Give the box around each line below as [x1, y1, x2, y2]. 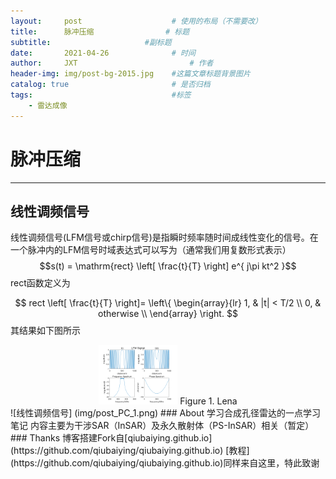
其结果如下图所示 [10, 325, 81, 337]
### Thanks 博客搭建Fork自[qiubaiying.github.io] [10, 431, 213, 444]
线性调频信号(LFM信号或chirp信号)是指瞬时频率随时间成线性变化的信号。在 [10, 231, 319, 244]
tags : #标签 [10, 90, 192, 100]
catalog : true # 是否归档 [10, 80, 211, 90]
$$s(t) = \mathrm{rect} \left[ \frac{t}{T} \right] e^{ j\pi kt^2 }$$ [39, 260, 297, 272]
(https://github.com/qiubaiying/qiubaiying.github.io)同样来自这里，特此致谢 [10, 456, 320, 469]
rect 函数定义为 [10, 277, 71, 289]
